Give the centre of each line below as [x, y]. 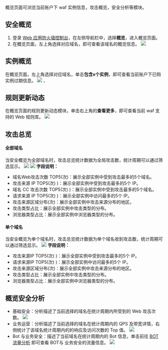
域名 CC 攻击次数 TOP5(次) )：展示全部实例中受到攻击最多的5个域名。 [84, 190]
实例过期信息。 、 [26, 80]
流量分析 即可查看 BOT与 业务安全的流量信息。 [60, 342]
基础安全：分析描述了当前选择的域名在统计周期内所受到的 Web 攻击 [82, 311]
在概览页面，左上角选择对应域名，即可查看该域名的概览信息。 [76, 44]
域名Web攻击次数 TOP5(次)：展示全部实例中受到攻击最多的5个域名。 [83, 177]
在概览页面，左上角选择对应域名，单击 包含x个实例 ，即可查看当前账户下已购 [83, 74]
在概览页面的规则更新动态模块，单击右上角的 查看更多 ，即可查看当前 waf [80, 111]
